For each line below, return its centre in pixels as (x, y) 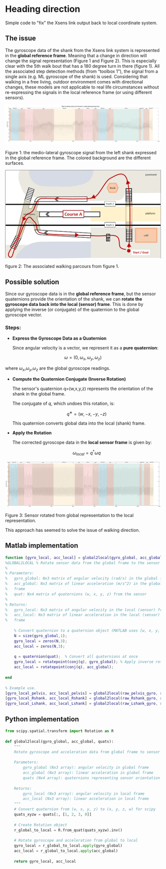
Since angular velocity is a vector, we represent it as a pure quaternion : (85, 348)
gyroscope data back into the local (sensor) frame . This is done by (74, 304)
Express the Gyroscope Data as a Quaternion (59, 338)
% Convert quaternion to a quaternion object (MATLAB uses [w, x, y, (87, 631)
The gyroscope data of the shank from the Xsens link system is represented (82, 50)
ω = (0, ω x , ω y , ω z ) (83, 358)
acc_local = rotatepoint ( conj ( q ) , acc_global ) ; (64, 667)
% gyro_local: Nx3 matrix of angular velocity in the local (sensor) (80, 610)
